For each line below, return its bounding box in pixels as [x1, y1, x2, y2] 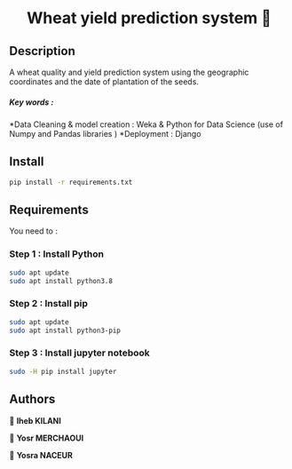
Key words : [9, 97, 54, 107]
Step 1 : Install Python [9, 248, 105, 260]
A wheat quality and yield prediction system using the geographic [9, 67, 249, 77]
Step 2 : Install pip [9, 298, 89, 310]
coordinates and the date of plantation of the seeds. [9, 76, 200, 87]
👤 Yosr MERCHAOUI [9, 433, 84, 443]
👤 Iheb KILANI [9, 415, 62, 425]
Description [9, 44, 75, 59]
